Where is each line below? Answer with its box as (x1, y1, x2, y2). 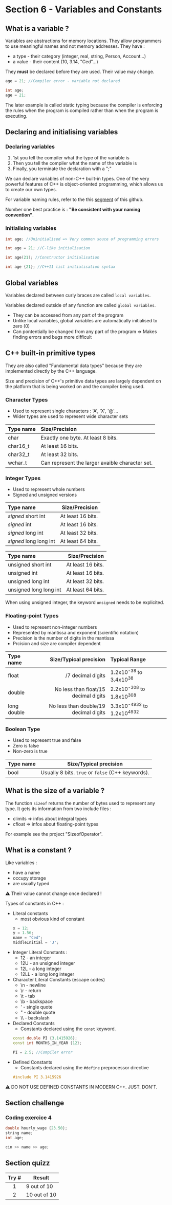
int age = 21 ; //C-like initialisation (5, 246, 91, 251)
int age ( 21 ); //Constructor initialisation (5, 255, 100, 260)
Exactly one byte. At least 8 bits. (40, 434, 118, 442)
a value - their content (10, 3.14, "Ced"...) (12, 59, 98, 65)
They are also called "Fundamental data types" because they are (5, 362, 142, 369)
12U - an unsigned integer (20, 960, 75, 966)
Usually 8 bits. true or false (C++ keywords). (40, 769, 149, 776)
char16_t (8, 443, 30, 450)
